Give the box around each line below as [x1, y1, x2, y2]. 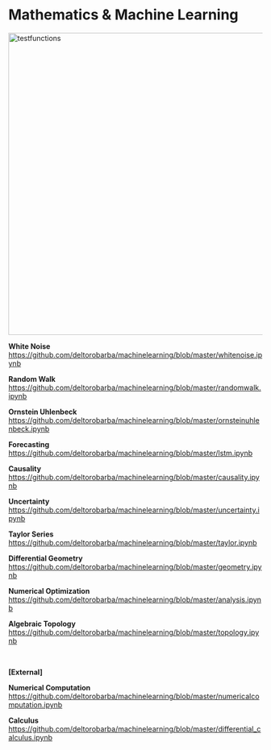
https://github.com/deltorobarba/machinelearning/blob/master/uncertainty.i [8, 505, 260, 515]
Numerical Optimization [8, 586, 90, 595]
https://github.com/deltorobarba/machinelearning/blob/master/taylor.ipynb [8, 537, 257, 547]
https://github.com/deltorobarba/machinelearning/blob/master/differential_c [8, 723, 261, 734]
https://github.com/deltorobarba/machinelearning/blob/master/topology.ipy [8, 627, 260, 637]
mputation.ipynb [8, 699, 63, 710]
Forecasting [8, 439, 50, 449]
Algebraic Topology [8, 619, 77, 628]
